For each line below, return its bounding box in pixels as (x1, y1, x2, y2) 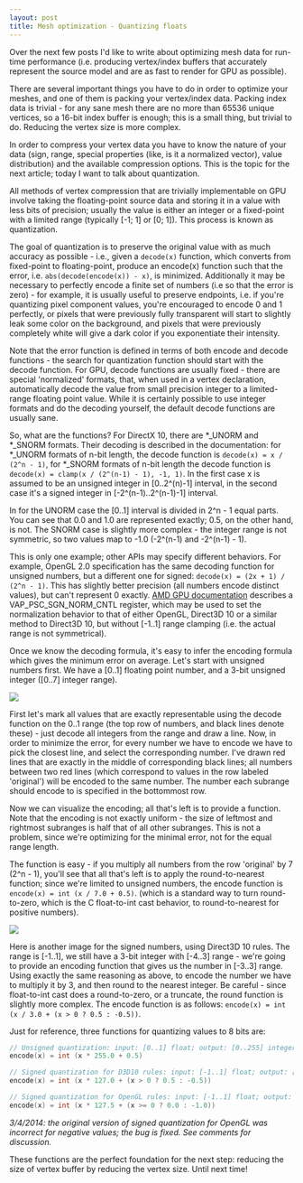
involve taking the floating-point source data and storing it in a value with (9, 195, 281, 206)
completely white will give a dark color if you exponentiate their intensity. (9, 327, 280, 339)
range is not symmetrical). (9, 628, 106, 638)
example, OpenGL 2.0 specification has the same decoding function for (9, 561, 275, 572)
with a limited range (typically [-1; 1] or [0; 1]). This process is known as (9, 214, 273, 225)
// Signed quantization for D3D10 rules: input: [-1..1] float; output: (9, 1067, 289, 1077)
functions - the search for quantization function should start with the (9, 354, 264, 366)
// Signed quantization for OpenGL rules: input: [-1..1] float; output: (9, 1093, 293, 1102)
